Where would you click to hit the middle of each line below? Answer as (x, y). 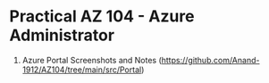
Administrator (62, 35)
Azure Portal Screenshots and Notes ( (92, 60)
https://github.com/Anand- (210, 60)
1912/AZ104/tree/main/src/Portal (82, 70)
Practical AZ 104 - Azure (102, 17)
